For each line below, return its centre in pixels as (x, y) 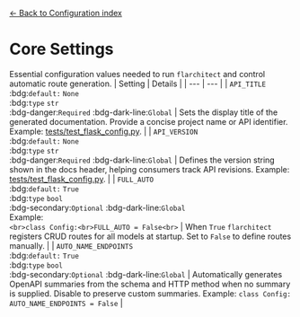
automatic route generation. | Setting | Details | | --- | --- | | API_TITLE (138, 84)
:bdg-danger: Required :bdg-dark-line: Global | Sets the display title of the (144, 112)
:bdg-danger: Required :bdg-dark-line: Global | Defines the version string (142, 160)
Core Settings (62, 49)
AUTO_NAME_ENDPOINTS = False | (66, 303)
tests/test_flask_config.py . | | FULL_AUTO (82, 179)
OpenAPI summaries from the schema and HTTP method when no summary (150, 284)
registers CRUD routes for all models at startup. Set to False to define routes (150, 236)
